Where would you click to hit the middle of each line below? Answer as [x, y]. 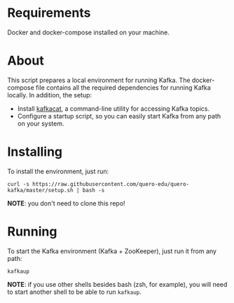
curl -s [19, 184]
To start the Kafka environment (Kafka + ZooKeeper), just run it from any [112, 251]
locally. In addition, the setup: [50, 95]
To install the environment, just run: [58, 171]
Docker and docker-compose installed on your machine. [88, 32]
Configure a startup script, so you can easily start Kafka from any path [119, 116]
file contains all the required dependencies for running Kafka [124, 87]
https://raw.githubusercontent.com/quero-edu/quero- [111, 184]
